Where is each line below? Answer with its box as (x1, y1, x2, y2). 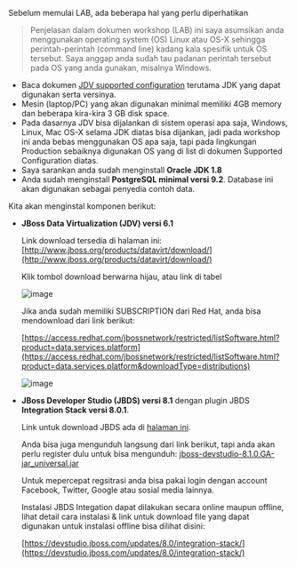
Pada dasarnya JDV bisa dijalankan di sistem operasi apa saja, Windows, (20, 117, 288, 128)
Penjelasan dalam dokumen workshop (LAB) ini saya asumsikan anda (29, 25, 285, 35)
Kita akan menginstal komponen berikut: (8, 201, 157, 212)
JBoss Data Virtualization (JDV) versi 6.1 (20, 218, 174, 228)
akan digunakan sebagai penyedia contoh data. (20, 184, 196, 194)
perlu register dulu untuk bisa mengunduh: (20, 449, 178, 459)
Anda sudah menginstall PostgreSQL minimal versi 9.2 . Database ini (20, 174, 274, 185)
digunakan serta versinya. (20, 89, 116, 100)
